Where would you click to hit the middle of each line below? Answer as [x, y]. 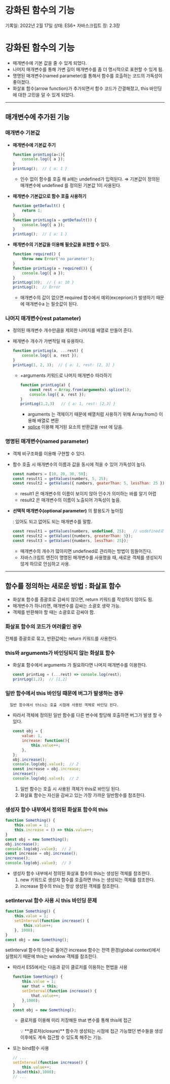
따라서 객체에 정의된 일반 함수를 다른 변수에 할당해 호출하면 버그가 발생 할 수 [88, 715]
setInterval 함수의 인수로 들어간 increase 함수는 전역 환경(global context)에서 [83, 950]
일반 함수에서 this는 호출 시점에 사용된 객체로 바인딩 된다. [64, 705]
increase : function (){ [46, 741]
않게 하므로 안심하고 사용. [45, 564]
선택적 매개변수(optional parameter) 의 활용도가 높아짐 [68, 511]
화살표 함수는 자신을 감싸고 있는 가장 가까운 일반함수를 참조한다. [83, 795]
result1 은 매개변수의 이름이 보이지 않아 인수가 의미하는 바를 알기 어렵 [88, 494]
